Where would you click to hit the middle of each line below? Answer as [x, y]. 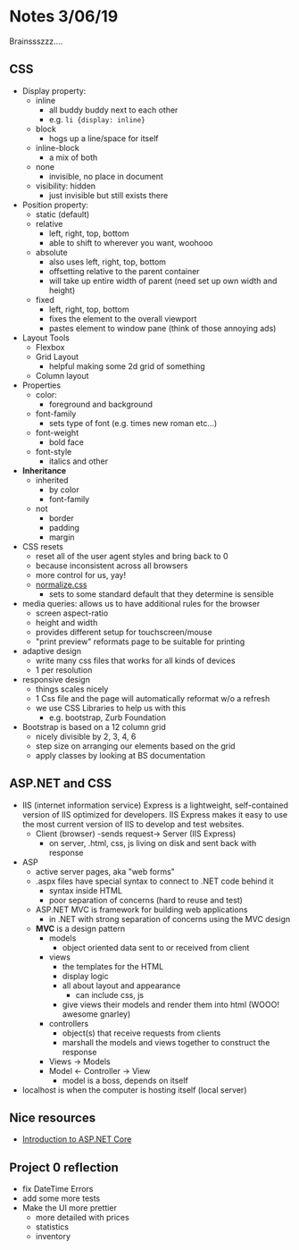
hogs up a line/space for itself [104, 138]
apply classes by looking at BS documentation [120, 755]
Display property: [54, 90]
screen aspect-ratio [72, 613]
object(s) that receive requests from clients [141, 1033]
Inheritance [44, 470]
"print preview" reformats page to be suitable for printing [140, 642]
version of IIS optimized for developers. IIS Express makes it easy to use [155, 814]
